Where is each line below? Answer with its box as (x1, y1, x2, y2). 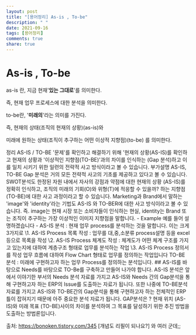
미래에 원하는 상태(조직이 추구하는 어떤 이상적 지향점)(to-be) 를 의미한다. (6, 136, 172, 143)
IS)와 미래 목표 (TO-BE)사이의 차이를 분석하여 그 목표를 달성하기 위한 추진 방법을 (6, 302, 190, 309)
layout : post (6, 8, 38, 15)
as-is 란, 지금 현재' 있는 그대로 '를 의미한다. (6, 86, 102, 94)
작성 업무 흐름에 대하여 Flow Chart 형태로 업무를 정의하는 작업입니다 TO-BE (12, 251, 185, 258)
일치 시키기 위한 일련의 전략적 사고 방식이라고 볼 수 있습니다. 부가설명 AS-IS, (12, 163, 187, 170)
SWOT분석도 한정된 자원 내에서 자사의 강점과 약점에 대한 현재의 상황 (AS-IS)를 (6, 178, 186, 185)
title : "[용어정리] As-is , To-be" (6, 14, 88, 20)
